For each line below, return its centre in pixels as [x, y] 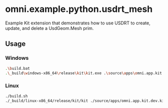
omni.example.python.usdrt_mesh [79, 9]
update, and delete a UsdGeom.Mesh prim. [49, 28]
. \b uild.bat [17, 68]
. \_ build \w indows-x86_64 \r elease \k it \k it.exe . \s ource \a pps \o [71, 73]
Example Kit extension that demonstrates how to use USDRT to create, [78, 23]
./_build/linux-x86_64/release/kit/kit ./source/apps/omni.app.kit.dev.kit [86, 101]
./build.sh [16, 96]
